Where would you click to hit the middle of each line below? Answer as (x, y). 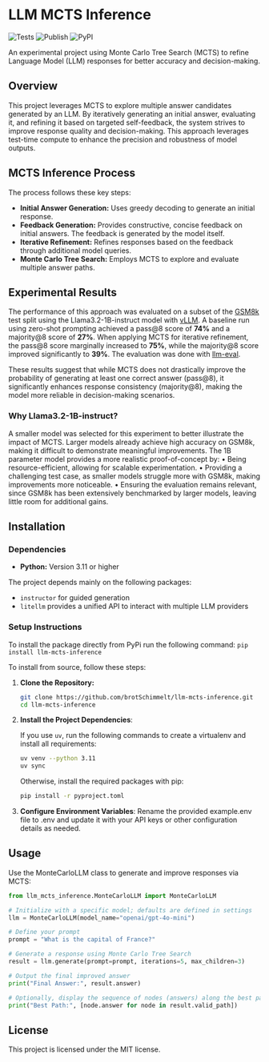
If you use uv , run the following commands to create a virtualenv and (133, 735)
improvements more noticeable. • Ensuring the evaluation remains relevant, (133, 484)
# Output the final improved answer (69, 976)
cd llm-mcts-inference (58, 705)
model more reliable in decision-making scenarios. (92, 395)
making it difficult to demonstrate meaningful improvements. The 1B (120, 451)
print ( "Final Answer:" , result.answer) (75, 983)
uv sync (32, 766)
